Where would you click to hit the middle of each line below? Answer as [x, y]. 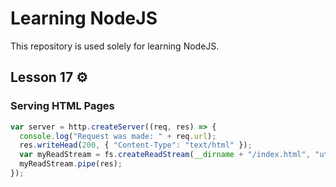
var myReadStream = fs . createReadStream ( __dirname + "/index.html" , [165, 155]
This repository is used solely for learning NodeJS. [115, 46]
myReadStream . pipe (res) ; [71, 164]
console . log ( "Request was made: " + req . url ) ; [118, 136]
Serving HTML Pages [62, 106]
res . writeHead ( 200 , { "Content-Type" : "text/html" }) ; [136, 145]
